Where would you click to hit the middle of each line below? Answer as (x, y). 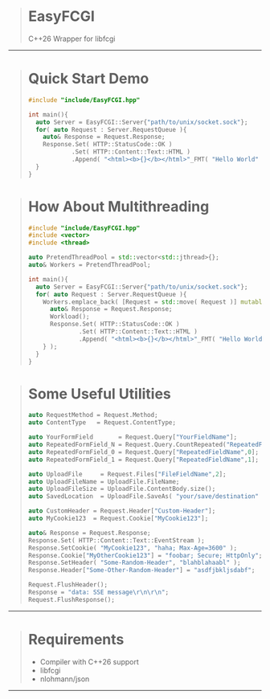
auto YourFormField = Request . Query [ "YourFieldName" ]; (133, 437)
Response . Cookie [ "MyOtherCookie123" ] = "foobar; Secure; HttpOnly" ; (145, 555)
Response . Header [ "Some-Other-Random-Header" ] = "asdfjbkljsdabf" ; (141, 570)
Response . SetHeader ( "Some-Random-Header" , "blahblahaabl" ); (134, 563)
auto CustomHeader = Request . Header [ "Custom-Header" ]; (122, 511)
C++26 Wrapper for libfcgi (72, 39)
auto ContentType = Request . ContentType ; (102, 423)
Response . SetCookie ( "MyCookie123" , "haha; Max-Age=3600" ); (133, 548)
